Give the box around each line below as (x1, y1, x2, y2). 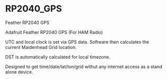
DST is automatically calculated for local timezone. (5, 53, 110, 60)
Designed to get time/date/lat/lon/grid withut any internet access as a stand (5, 63, 162, 69)
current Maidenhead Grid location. (5, 44, 77, 50)
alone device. (5, 68, 33, 75)
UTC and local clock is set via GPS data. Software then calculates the (5, 38, 149, 45)
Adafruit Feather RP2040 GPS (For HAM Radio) (5, 29, 103, 35)
